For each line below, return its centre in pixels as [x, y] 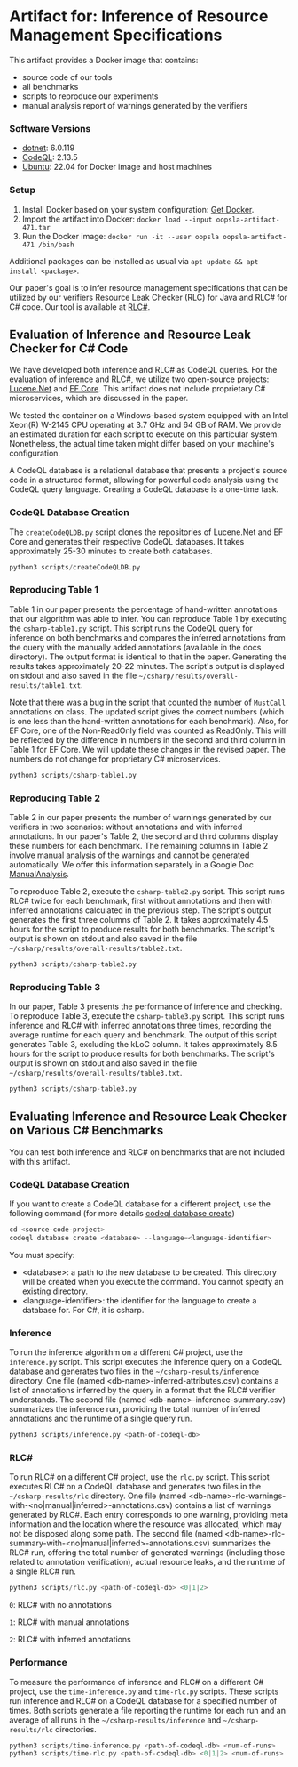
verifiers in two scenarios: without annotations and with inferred [126, 827]
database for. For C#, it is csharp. [83, 1310]
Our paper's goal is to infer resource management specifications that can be [149, 287]
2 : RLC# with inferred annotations [70, 1640]
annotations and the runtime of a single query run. [101, 1419]
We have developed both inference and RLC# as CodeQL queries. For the [143, 370]
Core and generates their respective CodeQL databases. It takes [127, 541]
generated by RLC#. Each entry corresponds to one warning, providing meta [149, 1515]
